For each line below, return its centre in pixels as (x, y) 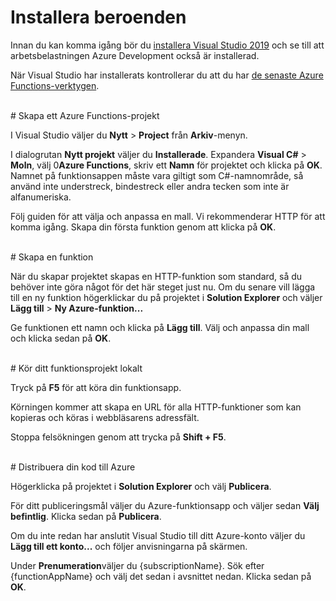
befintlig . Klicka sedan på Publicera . (86, 516)
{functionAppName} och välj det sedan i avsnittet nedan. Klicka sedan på (161, 576)
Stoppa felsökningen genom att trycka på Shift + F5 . (118, 437)
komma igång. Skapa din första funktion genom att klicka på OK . (143, 227)
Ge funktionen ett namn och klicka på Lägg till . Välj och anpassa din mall (160, 327)
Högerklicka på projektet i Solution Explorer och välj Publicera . (141, 486)
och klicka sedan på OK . (61, 338)
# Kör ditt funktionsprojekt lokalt (76, 368)
